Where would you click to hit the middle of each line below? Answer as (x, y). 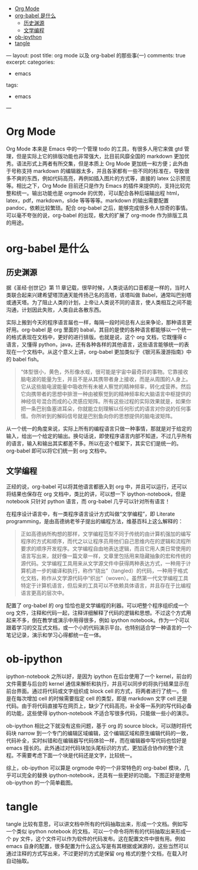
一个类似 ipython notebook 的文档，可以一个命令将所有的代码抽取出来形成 (96, 831)
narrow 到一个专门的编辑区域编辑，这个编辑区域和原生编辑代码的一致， (104, 733)
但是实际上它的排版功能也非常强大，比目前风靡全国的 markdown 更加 (100, 156)
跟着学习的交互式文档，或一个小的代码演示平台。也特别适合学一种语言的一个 (99, 627)
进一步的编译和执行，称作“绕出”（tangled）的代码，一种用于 (104, 571)
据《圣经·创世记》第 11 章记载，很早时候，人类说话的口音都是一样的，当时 (96, 287)
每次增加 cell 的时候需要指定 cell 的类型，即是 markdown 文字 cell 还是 (102, 698)
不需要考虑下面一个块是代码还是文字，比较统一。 (76, 755)
